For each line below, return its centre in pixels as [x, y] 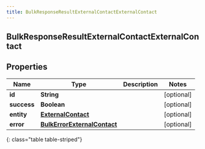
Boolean [53, 104]
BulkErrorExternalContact [79, 124]
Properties [27, 67]
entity [18, 114]
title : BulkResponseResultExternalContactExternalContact [82, 12]
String [50, 94]
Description [140, 84]
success [22, 104]
